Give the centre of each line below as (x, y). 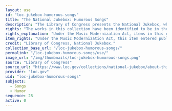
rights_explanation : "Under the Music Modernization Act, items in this (84, 34)
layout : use (18, 10)
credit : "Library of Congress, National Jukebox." (60, 43)
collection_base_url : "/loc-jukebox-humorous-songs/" (64, 48)
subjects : (16, 81)
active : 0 (16, 100)
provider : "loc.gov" (27, 72)
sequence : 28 (19, 96)
